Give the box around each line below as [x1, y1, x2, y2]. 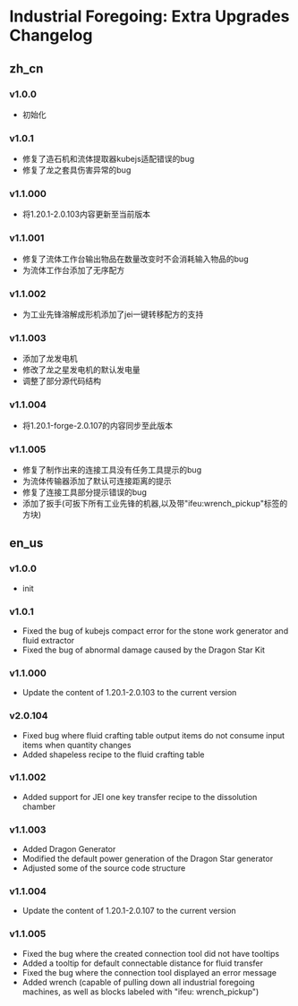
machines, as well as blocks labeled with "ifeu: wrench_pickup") [21, 986, 260, 997]
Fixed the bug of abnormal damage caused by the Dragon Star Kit [21, 644, 266, 655]
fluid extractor [21, 635, 75, 645]
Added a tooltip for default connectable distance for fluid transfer [21, 958, 264, 968]
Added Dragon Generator [21, 844, 116, 855]
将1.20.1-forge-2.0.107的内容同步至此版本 [21, 420, 174, 431]
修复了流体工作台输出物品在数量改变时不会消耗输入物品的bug [21, 253, 249, 264]
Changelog [9, 25, 93, 46]
